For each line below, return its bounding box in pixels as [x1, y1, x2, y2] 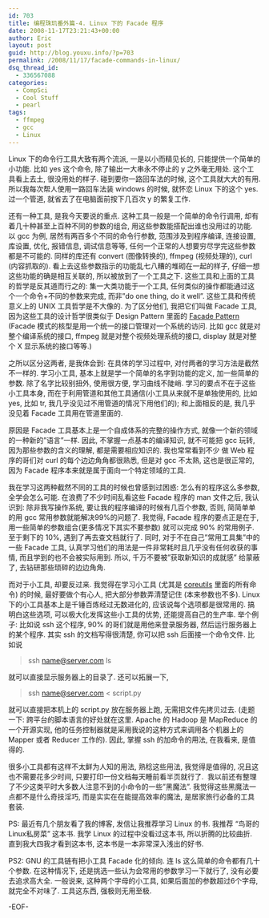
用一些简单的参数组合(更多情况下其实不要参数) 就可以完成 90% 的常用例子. [8, 522, 255, 532]
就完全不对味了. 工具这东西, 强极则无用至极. [8, 886, 152, 896]
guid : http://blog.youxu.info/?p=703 [8, 49, 134, 57]
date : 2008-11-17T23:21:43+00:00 [8, 26, 120, 34]
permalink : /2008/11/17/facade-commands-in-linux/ [8, 57, 181, 65]
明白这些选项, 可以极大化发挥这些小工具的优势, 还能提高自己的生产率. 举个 [8, 610, 252, 619]
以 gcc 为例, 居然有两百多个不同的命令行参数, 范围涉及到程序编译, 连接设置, [8, 231, 256, 240]
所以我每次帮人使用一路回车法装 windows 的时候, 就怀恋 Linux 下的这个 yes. [8, 183, 259, 193]
